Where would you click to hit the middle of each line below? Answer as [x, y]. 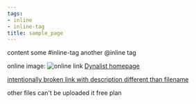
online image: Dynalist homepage [73, 66]
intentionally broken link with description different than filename [98, 80]
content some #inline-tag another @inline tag [72, 53]
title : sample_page [35, 33]
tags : [15, 14]
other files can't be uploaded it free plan [65, 93]
